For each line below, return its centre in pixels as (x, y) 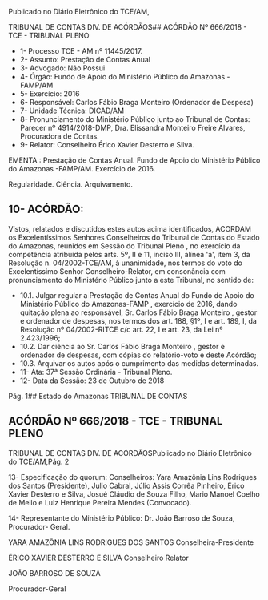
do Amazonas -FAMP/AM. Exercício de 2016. (82, 169)
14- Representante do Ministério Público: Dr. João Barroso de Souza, (122, 518)
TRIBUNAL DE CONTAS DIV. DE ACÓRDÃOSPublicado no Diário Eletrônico (130, 453)
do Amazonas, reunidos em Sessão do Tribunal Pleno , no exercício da (124, 246)
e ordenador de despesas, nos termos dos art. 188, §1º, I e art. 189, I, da (138, 320)
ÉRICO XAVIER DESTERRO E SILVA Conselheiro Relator (99, 558)
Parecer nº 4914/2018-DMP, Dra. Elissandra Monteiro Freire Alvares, (132, 128)
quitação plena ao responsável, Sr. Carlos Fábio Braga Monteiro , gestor (138, 312)
